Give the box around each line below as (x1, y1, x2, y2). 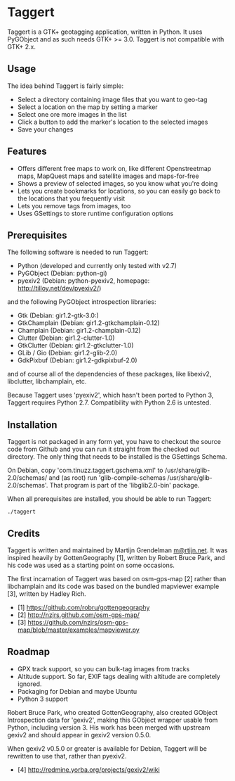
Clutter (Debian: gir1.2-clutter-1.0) (17, 334, 115, 342)
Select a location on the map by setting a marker (17, 103, 158, 111)
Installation (7, 419, 58, 431)
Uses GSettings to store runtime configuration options (17, 209, 174, 217)
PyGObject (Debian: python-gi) (17, 269, 107, 278)
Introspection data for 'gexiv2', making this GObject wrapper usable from (7, 716, 218, 724)
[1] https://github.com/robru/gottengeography (17, 603, 150, 611)
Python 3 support (17, 694, 69, 703)
